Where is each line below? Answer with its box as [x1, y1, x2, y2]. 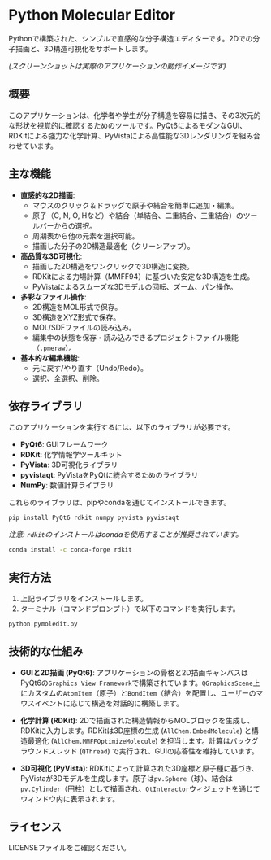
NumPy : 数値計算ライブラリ [19, 480, 114, 490]
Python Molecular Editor [8, 6, 176, 24]
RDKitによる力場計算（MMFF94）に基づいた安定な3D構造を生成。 [32, 271, 255, 282]
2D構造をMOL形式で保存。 [32, 302, 123, 312]
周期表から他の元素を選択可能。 [32, 230, 140, 241]
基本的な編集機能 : [19, 352, 80, 363]
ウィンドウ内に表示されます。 [19, 793, 120, 803]
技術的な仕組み [8, 644, 84, 658]
